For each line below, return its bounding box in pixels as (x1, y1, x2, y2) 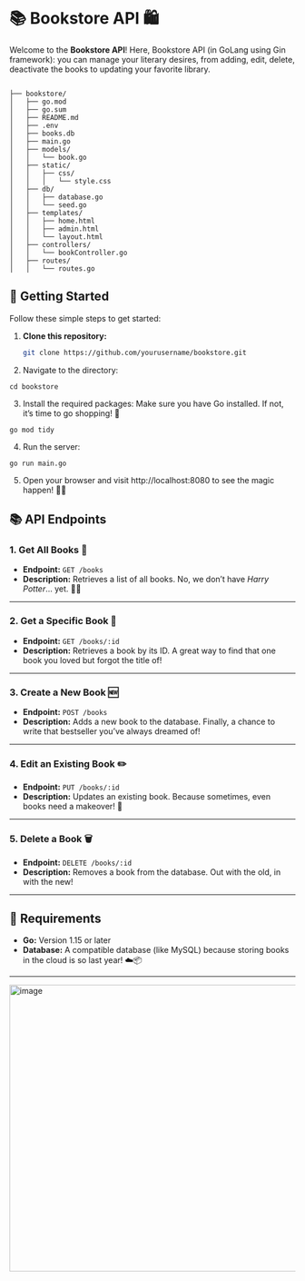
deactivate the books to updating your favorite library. (9, 64, 211, 74)
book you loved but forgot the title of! (22, 654, 162, 665)
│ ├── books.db (9, 129, 75, 138)
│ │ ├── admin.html (9, 224, 100, 233)
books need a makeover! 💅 (22, 801, 123, 812)
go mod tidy (9, 425, 54, 434)
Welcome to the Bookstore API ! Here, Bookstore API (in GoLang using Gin (9, 44, 286, 55)
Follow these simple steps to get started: (9, 313, 162, 323)
